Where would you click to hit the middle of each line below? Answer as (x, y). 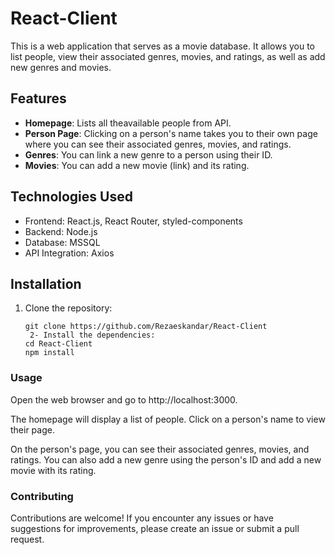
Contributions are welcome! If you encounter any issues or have (142, 518)
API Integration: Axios (69, 253)
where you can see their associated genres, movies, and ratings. (158, 144)
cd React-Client (58, 344)
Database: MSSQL (62, 242)
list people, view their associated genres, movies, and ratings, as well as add (168, 56)
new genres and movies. (61, 67)
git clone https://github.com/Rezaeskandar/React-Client (146, 327)
